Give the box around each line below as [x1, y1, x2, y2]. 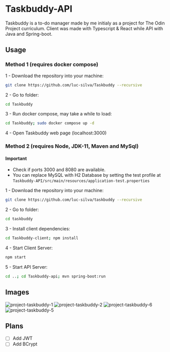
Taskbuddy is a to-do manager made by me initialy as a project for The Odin [5, 20, 165, 26]
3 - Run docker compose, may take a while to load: [5, 111, 112, 117]
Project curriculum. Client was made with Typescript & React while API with [5, 25, 163, 31]
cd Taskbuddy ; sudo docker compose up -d [5, 121, 95, 126]
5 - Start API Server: [5, 264, 48, 270]
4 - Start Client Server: [5, 245, 53, 251]
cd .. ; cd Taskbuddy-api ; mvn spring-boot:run [5, 274, 106, 279]
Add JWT [12, 335, 33, 341]
